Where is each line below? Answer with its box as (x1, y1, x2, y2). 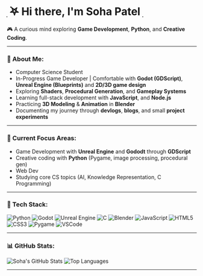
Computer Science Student (15, 69, 83, 76)
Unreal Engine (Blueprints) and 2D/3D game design (15, 81, 146, 89)
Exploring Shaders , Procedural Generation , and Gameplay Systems (15, 88, 187, 95)
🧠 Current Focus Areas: (7, 134, 77, 142)
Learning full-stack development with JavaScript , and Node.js (15, 94, 172, 101)
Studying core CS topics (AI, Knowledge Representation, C (15, 173, 161, 181)
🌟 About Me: (7, 55, 44, 63)
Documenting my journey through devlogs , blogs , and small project (15, 107, 186, 114)
